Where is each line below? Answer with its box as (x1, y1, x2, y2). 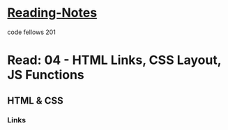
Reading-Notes (7, 5, 98, 21)
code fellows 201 (7, 28, 56, 36)
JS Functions (7, 67, 85, 83)
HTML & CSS (7, 95, 64, 106)
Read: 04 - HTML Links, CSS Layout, (7, 52, 222, 68)
